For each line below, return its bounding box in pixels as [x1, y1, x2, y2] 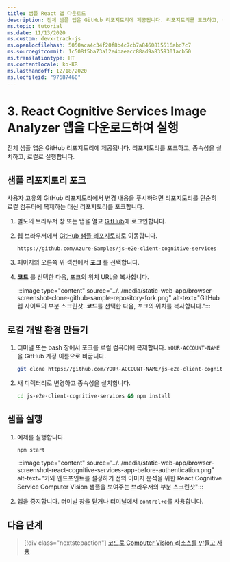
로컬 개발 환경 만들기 [7, 323, 88, 336]
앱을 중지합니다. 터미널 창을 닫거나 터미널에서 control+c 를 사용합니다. [16, 498, 204, 506]
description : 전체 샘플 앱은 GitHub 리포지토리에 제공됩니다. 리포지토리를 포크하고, [7, 16, 220, 23]
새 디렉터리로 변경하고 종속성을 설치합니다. [16, 378, 131, 387]
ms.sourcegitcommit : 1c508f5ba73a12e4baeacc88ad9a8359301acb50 [7, 49, 192, 56]
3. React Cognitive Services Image [7, 103, 207, 119]
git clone [16, 365, 46, 372]
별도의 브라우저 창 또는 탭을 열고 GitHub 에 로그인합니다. [16, 217, 166, 225]
